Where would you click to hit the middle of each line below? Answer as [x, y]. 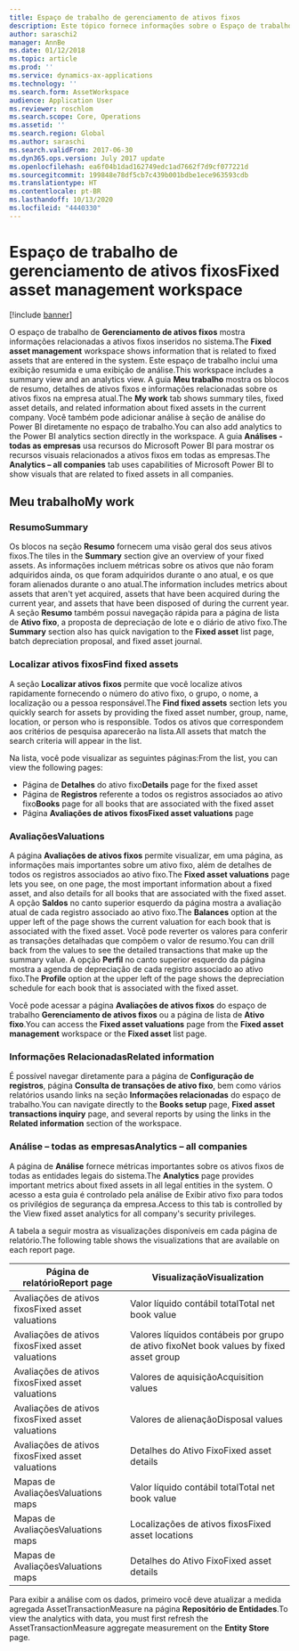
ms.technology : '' [43, 84]
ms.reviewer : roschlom [51, 109]
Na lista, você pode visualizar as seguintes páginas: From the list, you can [144, 757]
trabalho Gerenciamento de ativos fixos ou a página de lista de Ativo [137, 1014]
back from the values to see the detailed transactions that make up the [139, 950]
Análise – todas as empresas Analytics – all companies [128, 1147]
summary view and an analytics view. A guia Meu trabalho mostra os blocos [149, 379]
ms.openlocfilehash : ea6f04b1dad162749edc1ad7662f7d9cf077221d [129, 167]
